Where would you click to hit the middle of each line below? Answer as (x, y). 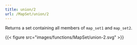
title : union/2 (20, 9)
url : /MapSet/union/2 (27, 14)
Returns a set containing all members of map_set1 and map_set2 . (69, 28)
